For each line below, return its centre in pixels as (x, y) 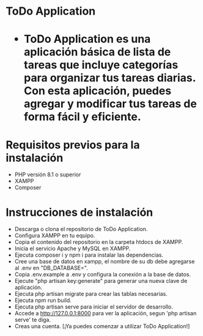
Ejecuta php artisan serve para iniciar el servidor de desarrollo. (94, 307)
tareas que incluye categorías (101, 65)
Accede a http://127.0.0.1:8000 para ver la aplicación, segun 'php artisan (105, 313)
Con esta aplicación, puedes (98, 91)
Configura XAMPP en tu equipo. (55, 235)
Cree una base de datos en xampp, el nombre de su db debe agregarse (105, 262)
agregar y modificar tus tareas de (110, 104)
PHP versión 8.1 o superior (48, 174)
